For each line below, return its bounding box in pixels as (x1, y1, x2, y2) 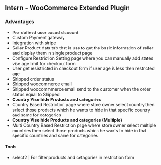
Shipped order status (12, 76, 54, 82)
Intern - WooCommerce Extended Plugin (5, 4, 130, 12)
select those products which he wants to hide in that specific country (12, 107, 150, 113)
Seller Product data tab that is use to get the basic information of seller (12, 45, 154, 50)
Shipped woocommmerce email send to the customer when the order (12, 86, 151, 92)
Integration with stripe (12, 40, 56, 46)
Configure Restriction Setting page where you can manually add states (12, 55, 154, 61)
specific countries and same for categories (12, 132, 98, 138)
